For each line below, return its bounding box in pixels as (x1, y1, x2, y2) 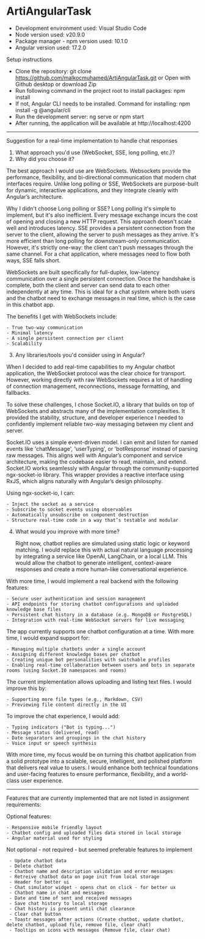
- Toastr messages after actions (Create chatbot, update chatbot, (9, 916, 184, 923)
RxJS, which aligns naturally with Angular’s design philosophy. (6, 477, 163, 484)
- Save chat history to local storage (9, 900, 108, 907)
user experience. (20, 777, 63, 784)
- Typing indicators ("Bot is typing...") (6, 724, 116, 730)
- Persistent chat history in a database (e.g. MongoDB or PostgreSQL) (6, 611, 192, 617)
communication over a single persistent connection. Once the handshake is (6, 275, 196, 282)
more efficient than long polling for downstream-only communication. (6, 237, 181, 245)
